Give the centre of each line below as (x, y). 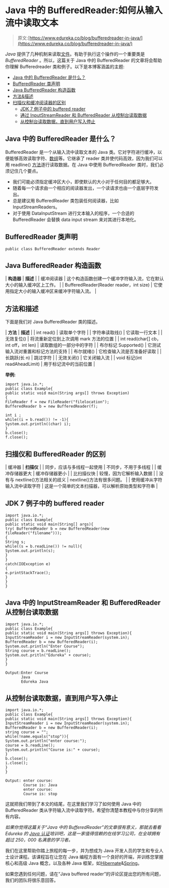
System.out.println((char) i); (38, 424)
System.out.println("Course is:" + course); (53, 750)
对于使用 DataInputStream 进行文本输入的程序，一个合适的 (73, 213)
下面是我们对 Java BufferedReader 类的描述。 (53, 322)
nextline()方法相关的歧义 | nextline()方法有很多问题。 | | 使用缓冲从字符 (89, 480)
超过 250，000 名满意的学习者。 (39, 840)
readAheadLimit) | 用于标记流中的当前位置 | (50, 364)
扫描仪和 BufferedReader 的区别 (55, 454)
